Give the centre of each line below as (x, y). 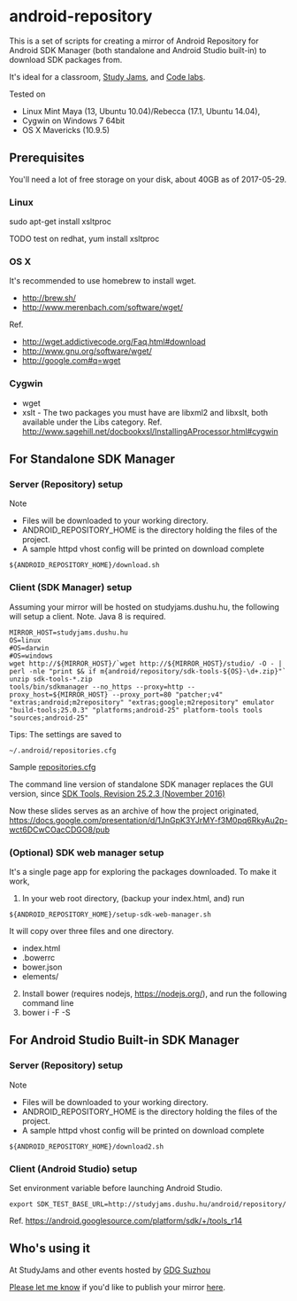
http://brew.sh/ (49, 298)
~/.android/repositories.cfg (63, 751)
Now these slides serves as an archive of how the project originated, (134, 810)
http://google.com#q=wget (71, 361)
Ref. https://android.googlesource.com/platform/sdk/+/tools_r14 (126, 1220)
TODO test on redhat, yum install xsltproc (84, 239)
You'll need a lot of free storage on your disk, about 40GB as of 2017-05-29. (148, 179)
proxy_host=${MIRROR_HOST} (59, 694)
